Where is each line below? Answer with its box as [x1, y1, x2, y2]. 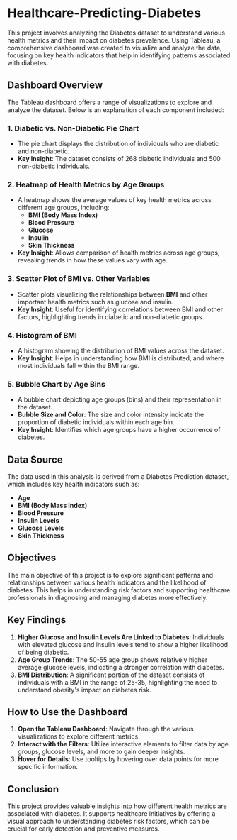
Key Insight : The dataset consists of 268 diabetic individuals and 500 [17, 155, 221, 163]
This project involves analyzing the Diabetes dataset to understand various [7, 28, 225, 37]
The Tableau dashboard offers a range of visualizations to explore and [7, 98, 212, 106]
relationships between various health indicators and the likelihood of [7, 578, 207, 587]
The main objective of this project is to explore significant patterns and [7, 570, 214, 579]
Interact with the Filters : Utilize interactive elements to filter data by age [17, 740, 229, 748]
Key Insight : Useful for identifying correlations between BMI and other [17, 305, 224, 314]
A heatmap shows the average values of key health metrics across [17, 196, 212, 204]
